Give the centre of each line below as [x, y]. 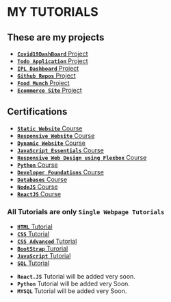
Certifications [37, 112]
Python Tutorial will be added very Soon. [73, 284]
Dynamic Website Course [51, 143]
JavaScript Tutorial [44, 256]
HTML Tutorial [35, 226]
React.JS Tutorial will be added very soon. [76, 277]
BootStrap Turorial [42, 248]
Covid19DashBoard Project [52, 54]
